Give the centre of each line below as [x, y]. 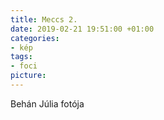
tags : [21, 57]
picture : [28, 76]
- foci [24, 66]
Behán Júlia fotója [47, 103]
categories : [35, 38]
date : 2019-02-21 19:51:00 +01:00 [82, 29]
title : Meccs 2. [44, 19]
